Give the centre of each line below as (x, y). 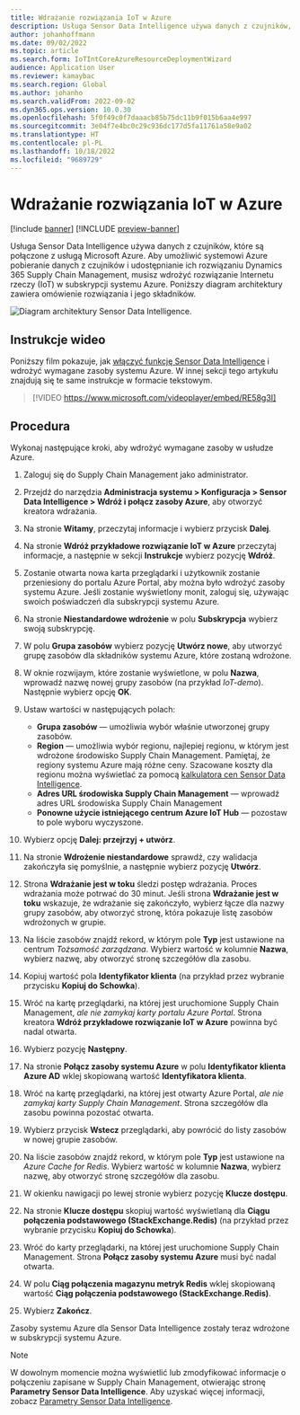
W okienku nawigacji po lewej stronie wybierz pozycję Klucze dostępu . (155, 1194)
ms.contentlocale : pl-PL (57, 143)
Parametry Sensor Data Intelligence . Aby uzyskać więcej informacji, (138, 1392)
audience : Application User (63, 68)
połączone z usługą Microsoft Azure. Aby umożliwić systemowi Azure (139, 256)
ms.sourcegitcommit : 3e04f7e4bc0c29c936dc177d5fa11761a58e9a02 (131, 127)
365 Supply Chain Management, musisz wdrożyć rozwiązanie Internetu (142, 275)
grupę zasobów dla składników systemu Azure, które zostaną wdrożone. (157, 656)
